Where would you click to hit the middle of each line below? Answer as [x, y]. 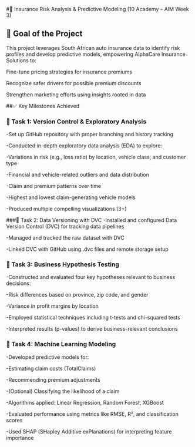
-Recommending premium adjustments [53, 379]
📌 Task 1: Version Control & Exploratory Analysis [76, 122]
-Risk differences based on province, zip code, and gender [77, 295]
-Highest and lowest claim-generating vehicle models [71, 197]
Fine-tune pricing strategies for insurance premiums [69, 72]
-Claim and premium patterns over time [54, 186]
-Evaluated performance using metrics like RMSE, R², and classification [93, 414]
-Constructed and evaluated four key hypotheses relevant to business [90, 277]
